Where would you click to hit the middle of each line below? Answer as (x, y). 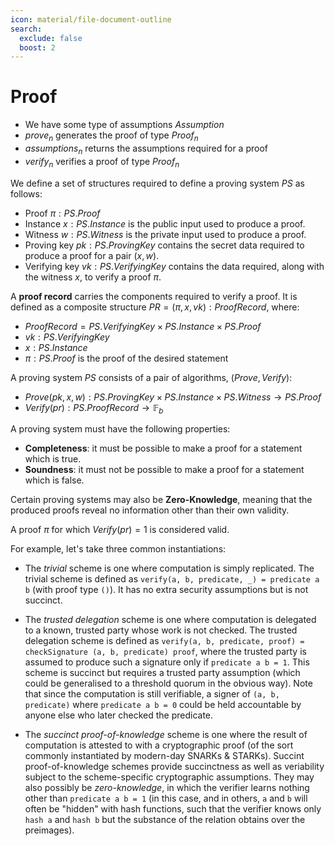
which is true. (53, 459)
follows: (26, 193)
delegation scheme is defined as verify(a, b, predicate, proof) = (164, 641)
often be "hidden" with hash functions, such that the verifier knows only (173, 809)
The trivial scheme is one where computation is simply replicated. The (169, 568)
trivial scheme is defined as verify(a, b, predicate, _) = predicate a (172, 579)
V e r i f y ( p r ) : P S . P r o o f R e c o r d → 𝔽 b (94, 408)
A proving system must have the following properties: (120, 429)
